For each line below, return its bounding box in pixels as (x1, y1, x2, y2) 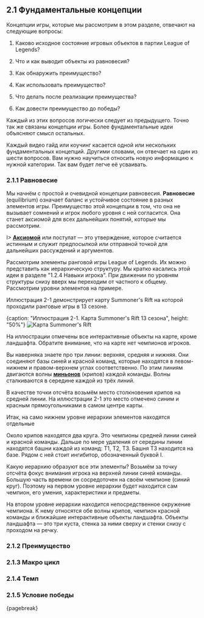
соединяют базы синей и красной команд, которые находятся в (6, 357, 174, 365)
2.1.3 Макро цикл (6, 558, 60, 566)
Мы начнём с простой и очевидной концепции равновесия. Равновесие (6, 190, 195, 197)
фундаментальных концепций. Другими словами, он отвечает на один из (6, 147, 198, 155)
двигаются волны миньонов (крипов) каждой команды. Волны (6, 371, 171, 378)
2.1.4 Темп (6, 574, 39, 583)
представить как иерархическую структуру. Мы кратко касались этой (6, 265, 191, 273)
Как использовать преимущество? (15, 81, 106, 88)
